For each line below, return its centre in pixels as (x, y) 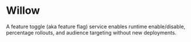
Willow (23, 11)
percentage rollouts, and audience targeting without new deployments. (91, 32)
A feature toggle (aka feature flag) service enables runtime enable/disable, (96, 26)
